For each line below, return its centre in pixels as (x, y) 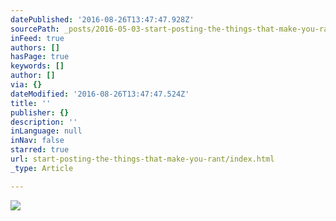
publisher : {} (40, 112)
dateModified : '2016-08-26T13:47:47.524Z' (100, 94)
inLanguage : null (46, 131)
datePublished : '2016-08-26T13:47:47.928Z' (102, 19)
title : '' (31, 103)
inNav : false (37, 141)
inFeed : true (37, 38)
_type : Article (42, 168)
